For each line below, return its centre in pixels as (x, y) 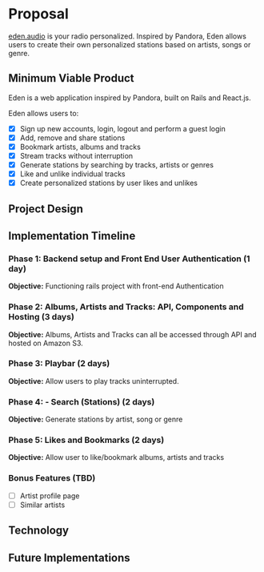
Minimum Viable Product (71, 78)
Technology (39, 531)
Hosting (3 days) (41, 317)
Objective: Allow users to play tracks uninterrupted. (94, 381)
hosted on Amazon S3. (46, 343)
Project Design (46, 209)
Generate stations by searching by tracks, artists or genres (117, 165)
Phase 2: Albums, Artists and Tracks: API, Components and (126, 307)
